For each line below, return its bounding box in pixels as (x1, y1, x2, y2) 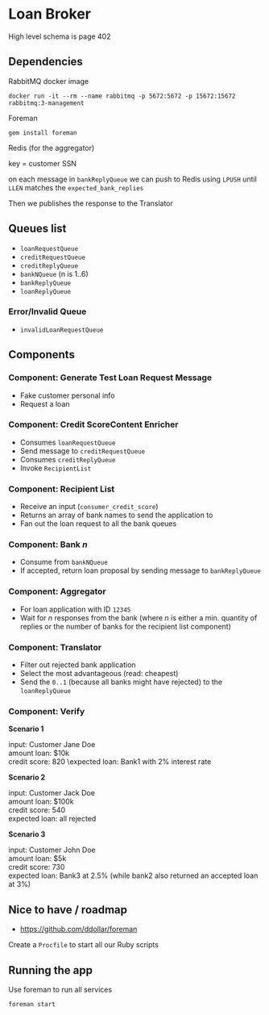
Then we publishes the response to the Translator (8, 198, 173, 208)
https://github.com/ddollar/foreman (19, 925, 138, 934)
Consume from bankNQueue (19, 558, 109, 567)
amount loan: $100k (8, 796, 74, 807)
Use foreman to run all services (8, 984, 113, 994)
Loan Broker (8, 5, 91, 23)
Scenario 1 (8, 724, 44, 734)
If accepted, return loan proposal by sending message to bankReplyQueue (19, 566, 262, 575)
